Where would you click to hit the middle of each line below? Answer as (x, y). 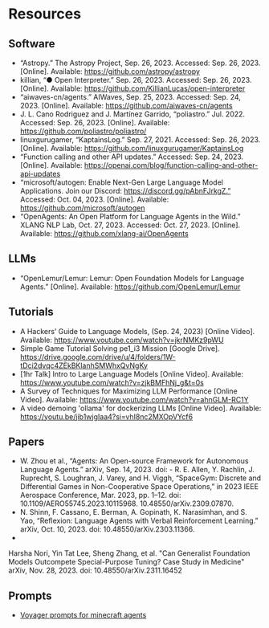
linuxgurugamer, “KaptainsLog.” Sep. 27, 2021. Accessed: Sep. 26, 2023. (140, 140)
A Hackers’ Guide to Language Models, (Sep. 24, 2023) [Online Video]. (137, 331)
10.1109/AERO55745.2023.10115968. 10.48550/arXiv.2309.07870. (127, 504)
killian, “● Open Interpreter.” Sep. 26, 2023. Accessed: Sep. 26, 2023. (136, 80)
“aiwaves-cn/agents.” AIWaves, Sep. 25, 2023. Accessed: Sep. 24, (130, 97)
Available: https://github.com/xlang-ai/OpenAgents (104, 233)
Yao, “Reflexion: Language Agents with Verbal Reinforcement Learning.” (139, 521)
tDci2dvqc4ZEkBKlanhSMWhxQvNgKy (84, 365)
